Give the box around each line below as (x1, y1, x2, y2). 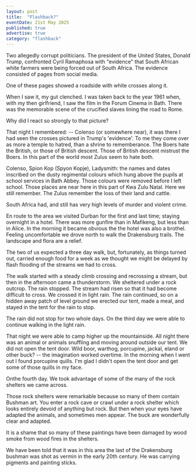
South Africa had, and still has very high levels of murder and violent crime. (6, 201, 188, 208)
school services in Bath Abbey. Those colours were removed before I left (6, 177, 182, 184)
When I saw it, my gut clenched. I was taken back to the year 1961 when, (6, 93, 181, 100)
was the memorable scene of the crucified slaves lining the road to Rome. (6, 106, 184, 113)
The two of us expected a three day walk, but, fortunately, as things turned (6, 249, 186, 256)
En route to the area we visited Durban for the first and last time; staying (6, 212, 180, 219)
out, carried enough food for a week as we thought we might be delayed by (6, 255, 188, 262)
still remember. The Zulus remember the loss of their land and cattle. (6, 190, 171, 196)
